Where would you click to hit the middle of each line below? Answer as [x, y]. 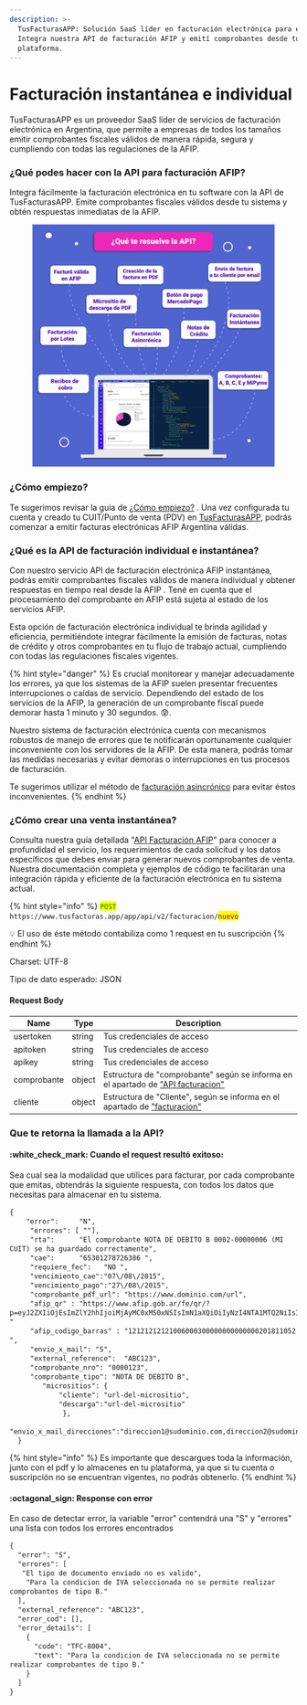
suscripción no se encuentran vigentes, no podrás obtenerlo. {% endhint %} [153, 1477]
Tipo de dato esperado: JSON [65, 980]
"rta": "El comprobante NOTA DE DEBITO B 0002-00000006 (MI [157, 1239]
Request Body [37, 1000]
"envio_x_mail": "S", [71, 1349]
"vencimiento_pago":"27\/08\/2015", [100, 1285]
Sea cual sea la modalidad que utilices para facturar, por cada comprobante [152, 1175]
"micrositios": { [75, 1386]
